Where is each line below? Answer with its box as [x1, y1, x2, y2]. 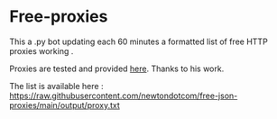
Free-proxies [9, 6, 108, 27]
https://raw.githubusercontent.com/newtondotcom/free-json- [9, 90, 238, 101]
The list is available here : [9, 80, 104, 91]
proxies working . [9, 45, 74, 56]
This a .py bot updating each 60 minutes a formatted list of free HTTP [9, 36, 268, 47]
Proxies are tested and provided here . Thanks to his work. [9, 63, 225, 74]
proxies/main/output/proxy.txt [9, 99, 120, 110]
